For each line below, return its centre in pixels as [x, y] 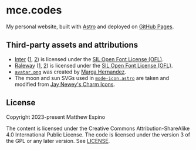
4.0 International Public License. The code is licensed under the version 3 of [98, 134]
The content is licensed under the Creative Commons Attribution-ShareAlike [98, 128]
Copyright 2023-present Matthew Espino [56, 117]
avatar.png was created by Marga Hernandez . [70, 72]
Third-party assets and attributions [72, 45]
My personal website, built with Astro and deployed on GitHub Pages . [90, 26]
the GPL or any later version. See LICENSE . [58, 141]
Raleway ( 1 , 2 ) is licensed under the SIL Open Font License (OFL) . [94, 65]
